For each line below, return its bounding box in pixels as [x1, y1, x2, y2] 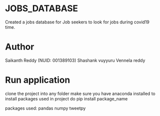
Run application [5, 75, 70, 86]
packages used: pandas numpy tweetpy [5, 105, 86, 111]
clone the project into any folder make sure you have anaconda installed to [5, 91, 156, 97]
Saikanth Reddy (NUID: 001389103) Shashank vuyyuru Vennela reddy [5, 57, 145, 63]
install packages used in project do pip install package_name [5, 96, 128, 101]
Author [5, 41, 34, 53]
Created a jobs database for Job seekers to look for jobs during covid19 [5, 19, 150, 25]
